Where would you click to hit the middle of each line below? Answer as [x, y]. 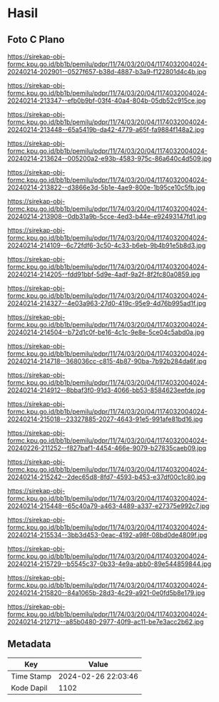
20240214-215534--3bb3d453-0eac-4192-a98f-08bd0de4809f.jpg [107, 535]
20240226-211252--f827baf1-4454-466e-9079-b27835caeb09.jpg [107, 448]
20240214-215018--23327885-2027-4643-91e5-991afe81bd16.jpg [105, 419]
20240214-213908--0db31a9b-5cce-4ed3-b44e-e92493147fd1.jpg [107, 216]
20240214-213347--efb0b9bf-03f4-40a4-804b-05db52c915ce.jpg [107, 100]
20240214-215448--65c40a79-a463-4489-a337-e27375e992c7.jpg [108, 506]
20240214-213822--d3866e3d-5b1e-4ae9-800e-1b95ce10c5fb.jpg [106, 187]
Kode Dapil [29, 688]
